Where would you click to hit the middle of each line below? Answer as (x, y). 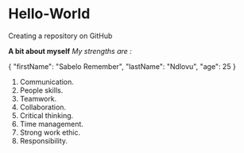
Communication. (46, 82)
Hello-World (49, 14)
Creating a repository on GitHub (60, 36)
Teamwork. (38, 98)
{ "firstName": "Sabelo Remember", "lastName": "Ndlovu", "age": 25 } (122, 66)
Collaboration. (43, 107)
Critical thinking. (46, 115)
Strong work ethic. (50, 132)
